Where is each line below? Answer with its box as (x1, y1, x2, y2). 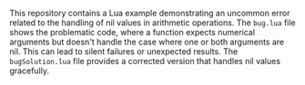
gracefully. (9, 65, 50, 76)
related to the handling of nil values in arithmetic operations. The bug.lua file (9, 17, 296, 28)
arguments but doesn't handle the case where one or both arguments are (9, 36, 285, 47)
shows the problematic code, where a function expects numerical (9, 27, 256, 37)
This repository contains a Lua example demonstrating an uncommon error (9, 8, 290, 18)
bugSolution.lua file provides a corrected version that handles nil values (9, 56, 280, 66)
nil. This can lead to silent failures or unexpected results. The (9, 46, 239, 57)
